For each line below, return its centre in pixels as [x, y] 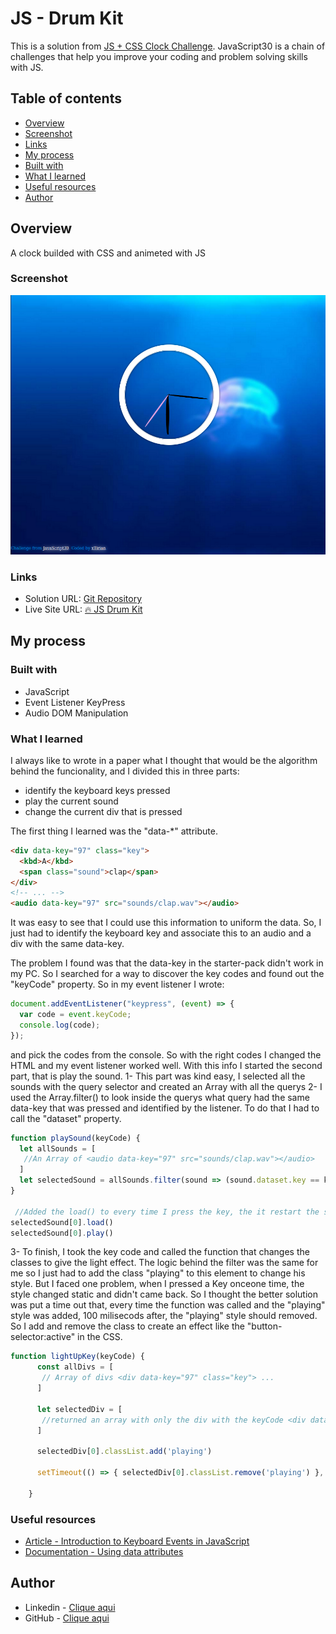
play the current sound [71, 801]
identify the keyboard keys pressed [97, 790]
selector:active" [43, 1337]
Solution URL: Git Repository [83, 598]
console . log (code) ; [60, 1025]
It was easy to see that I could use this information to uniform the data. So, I [166, 923]
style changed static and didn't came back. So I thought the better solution [164, 1294]
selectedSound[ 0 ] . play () [62, 1233]
